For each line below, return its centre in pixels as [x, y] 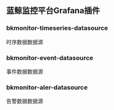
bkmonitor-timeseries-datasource [57, 28]
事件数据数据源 [25, 71]
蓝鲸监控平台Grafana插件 [53, 11]
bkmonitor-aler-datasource [47, 87]
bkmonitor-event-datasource [50, 57]
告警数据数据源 [25, 101]
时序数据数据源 [25, 42]
